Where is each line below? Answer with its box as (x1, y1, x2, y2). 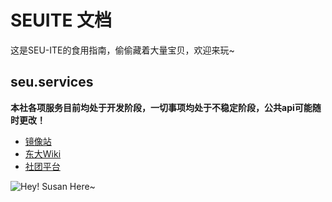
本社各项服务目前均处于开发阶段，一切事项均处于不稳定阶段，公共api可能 (10, 101, 313, 113)
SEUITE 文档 (10, 9, 113, 32)
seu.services (10, 74, 94, 91)
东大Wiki (24, 147, 62, 160)
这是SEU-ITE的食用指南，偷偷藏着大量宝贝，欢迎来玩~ (10, 44, 235, 56)
